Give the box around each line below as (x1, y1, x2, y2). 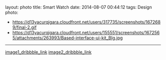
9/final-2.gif (12, 24, 37, 30)
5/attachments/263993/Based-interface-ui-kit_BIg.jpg (12, 35, 123, 41)
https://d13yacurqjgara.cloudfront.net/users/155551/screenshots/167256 (12, 30, 160, 35)
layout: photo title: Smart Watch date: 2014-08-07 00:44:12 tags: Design (5, 4, 152, 10)
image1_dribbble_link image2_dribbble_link (5, 49, 92, 55)
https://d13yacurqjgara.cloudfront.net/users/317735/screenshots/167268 (12, 19, 161, 25)
